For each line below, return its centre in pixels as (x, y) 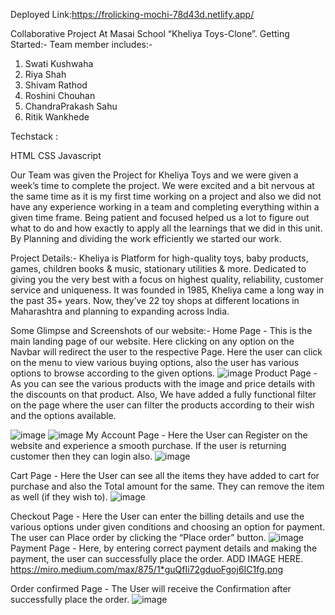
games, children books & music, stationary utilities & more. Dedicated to (158, 268)
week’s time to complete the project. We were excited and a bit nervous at (162, 185)
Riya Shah (45, 74)
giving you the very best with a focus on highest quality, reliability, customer (167, 279)
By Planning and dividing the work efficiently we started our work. (146, 238)
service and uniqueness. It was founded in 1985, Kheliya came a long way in (167, 290)
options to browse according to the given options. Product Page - (164, 373)
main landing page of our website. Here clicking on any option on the (152, 341)
